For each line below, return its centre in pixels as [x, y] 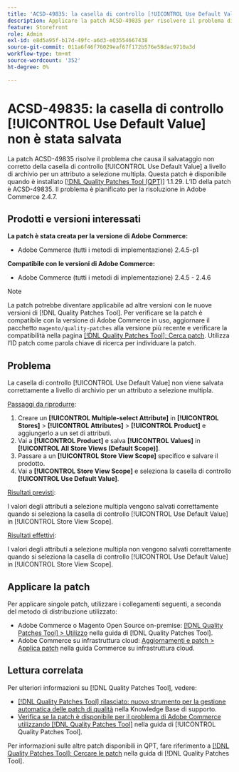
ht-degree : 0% [28, 67]
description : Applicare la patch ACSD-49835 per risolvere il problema [116, 21]
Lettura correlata [46, 670]
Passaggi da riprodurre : [42, 405]
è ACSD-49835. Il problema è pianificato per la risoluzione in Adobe [107, 189]
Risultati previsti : [32, 492]
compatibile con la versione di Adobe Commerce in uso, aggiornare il [108, 320]
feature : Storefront [38, 27]
